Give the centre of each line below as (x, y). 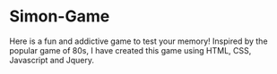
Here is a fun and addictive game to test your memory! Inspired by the (138, 41)
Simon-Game (60, 16)
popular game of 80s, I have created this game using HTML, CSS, (130, 50)
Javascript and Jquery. (52, 60)
